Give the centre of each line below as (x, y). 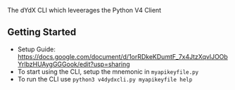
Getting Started (42, 32)
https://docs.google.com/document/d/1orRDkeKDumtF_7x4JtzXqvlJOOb (123, 56)
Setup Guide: (37, 49)
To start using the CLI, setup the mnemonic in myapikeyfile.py (108, 71)
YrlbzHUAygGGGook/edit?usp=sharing (74, 64)
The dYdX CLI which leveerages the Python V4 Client (84, 10)
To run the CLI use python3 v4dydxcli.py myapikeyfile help (105, 79)
